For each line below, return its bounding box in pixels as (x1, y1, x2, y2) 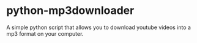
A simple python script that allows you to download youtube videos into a (6, 24, 191, 31)
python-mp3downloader (6, 4, 135, 18)
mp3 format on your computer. (6, 30, 84, 37)
